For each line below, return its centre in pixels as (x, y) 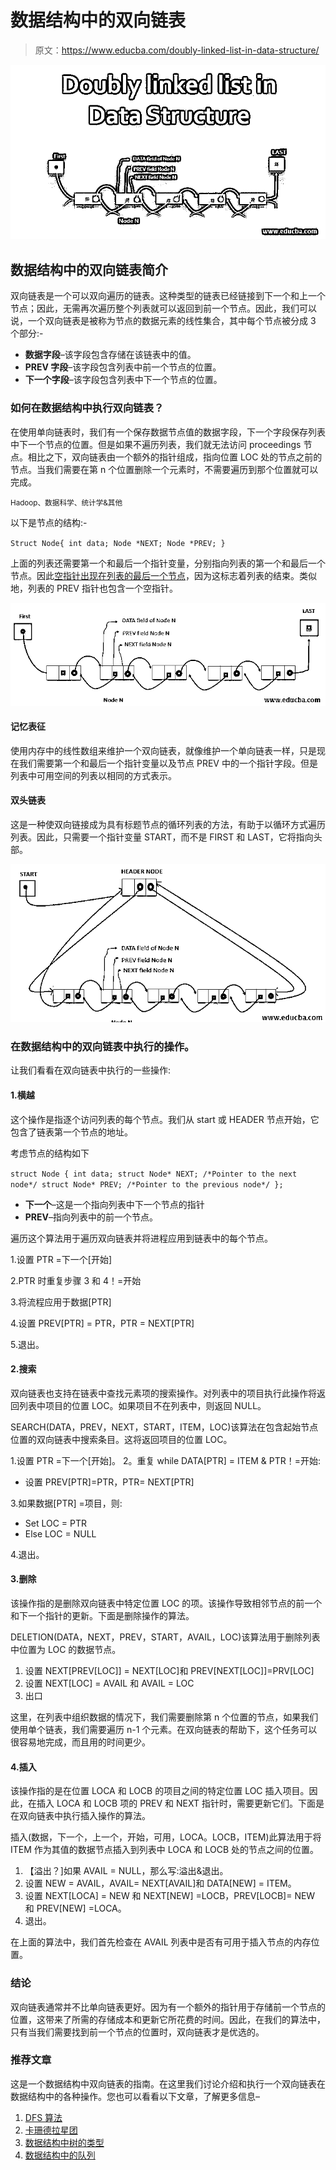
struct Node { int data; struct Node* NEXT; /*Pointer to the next (154, 1174)
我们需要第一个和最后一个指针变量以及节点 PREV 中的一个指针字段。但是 (168, 763)
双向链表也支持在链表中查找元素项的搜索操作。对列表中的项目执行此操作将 (163, 1393)
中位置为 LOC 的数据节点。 (66, 1650)
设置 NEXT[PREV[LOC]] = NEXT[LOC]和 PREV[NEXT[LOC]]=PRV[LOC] (169, 1671)
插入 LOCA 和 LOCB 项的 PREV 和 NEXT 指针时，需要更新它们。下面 (176, 1803)
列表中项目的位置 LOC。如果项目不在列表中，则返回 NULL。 (142, 1405)
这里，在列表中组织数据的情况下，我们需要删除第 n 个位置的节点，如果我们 (164, 1717)
